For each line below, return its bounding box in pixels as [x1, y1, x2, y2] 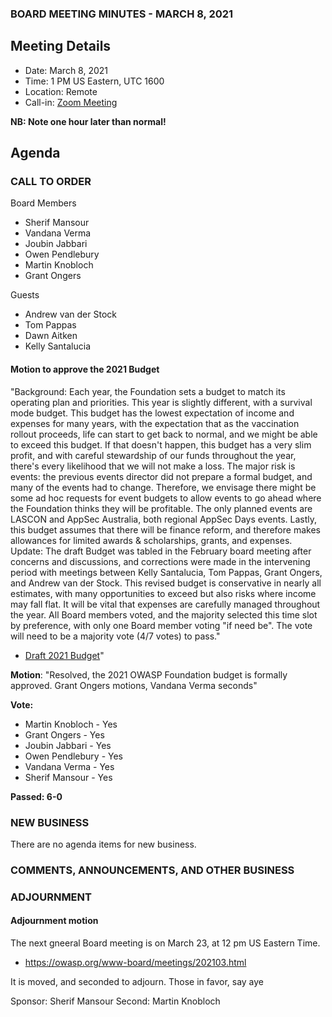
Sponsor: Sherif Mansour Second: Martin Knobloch [10, 995, 221, 1007]
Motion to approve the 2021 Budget [10, 363, 160, 376]
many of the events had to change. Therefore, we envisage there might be [10, 481, 317, 493]
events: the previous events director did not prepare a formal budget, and [10, 470, 313, 482]
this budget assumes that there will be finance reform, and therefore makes [10, 523, 321, 536]
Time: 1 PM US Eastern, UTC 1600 [24, 75, 165, 87]
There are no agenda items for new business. [10, 838, 197, 850]
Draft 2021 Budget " [24, 649, 105, 661]
